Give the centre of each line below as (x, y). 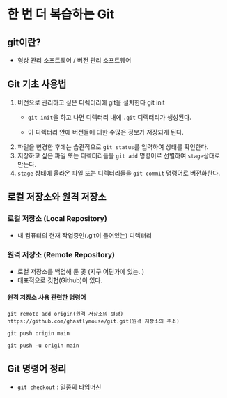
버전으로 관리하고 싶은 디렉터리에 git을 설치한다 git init (91, 102)
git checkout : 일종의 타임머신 (59, 387)
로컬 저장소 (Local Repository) (57, 219)
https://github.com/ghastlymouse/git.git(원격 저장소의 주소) (93, 321)
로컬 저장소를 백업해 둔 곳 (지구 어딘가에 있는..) (81, 271)
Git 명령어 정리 (37, 369)
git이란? (24, 42)
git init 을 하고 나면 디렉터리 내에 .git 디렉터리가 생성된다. (109, 117)
